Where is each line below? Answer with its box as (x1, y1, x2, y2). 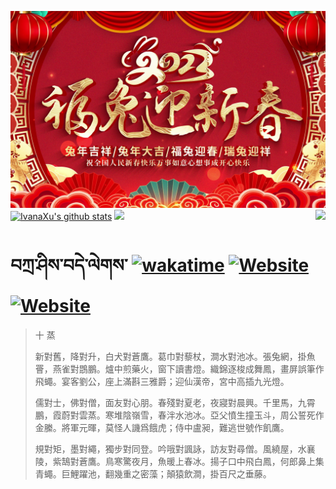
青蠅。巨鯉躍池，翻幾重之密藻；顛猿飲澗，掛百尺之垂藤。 (34, 467, 272, 480)
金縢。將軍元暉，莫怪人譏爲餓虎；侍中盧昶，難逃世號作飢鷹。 (34, 421, 290, 433)
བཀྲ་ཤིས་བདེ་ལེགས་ (10, 254, 128, 277)
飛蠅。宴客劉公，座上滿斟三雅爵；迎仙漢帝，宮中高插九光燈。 (34, 375, 290, 387)
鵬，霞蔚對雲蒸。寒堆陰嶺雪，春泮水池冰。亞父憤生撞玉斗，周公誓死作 (34, 409, 325, 421)
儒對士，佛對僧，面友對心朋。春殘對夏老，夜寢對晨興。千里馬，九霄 (34, 396, 316, 408)
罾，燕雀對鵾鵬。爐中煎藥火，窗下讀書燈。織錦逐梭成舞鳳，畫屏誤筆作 (34, 362, 325, 375)
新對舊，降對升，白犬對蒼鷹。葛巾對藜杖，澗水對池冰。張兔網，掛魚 (34, 350, 316, 362)
